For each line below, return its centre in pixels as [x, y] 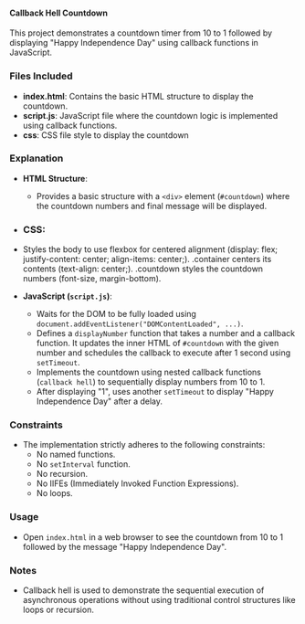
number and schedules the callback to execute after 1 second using [163, 353]
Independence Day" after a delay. [99, 401]
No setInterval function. [83, 464]
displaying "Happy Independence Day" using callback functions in [134, 43]
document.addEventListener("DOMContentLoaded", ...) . [140, 323]
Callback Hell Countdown [58, 13]
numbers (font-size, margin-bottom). [92, 279]
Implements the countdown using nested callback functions [149, 372]
